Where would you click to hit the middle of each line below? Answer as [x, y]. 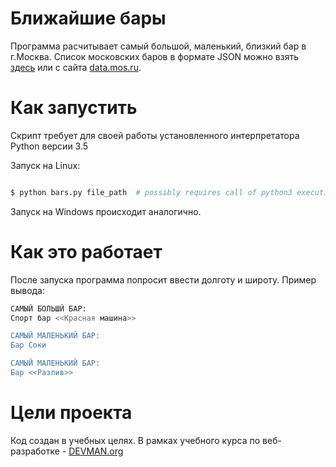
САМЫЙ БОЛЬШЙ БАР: [48, 308]
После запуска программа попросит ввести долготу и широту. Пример [163, 279]
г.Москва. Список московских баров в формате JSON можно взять [155, 56]
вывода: [28, 290]
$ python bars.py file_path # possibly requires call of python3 [151, 192]
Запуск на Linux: [45, 165]
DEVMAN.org [96, 451]
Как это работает [86, 251]
